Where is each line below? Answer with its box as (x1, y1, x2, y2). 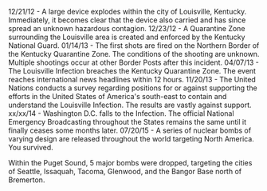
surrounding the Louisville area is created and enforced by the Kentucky (8, 32, 245, 42)
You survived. (8, 143, 53, 152)
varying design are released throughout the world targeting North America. (8, 134, 255, 143)
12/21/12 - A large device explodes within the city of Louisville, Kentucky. (8, 7, 247, 16)
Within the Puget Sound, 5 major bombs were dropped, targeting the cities (8, 158, 253, 167)
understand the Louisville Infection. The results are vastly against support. (8, 100, 253, 109)
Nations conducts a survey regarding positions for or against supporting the (8, 83, 257, 93)
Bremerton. (8, 175, 45, 185)
